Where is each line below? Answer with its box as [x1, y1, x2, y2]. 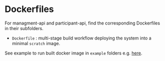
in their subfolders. [4, 25, 43, 31]
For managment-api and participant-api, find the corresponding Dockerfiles [4, 20, 160, 26]
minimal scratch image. [11, 40, 60, 46]
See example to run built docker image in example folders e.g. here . [4, 50, 142, 56]
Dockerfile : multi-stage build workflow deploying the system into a [11, 35, 152, 41]
